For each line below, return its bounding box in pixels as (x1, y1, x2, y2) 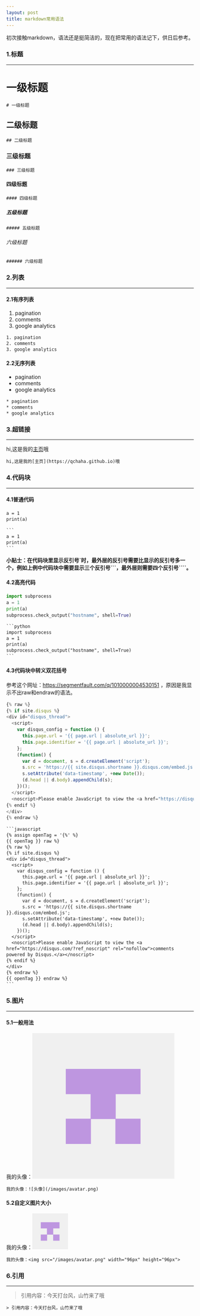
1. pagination (6, 335, 42, 340)
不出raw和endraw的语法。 (11, 689, 76, 696)
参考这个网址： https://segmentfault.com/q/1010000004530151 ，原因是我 (6, 681, 187, 688)
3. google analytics (6, 346, 58, 352)
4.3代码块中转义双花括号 (6, 667, 67, 674)
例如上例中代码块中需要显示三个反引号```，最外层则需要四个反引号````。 (16, 564, 192, 571)
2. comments (6, 340, 36, 346)
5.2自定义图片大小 (6, 1200, 51, 1207)
